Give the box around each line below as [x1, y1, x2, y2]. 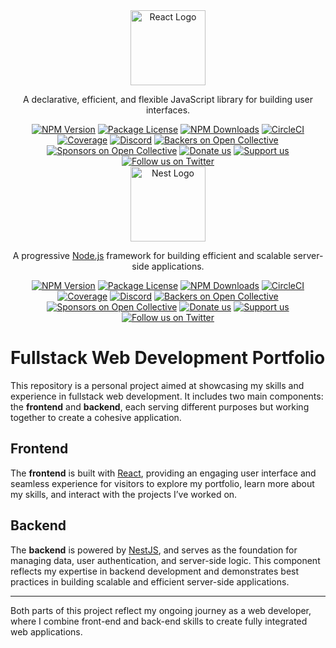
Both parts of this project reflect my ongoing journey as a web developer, [10, 604, 312, 616]
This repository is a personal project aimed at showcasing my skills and [10, 379, 305, 391]
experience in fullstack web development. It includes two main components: [10, 390, 324, 402]
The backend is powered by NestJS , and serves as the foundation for [10, 544, 298, 556]
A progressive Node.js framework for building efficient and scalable [12, 250, 292, 261]
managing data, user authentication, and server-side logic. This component [10, 554, 321, 566]
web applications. [10, 625, 83, 638]
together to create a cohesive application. [10, 411, 182, 423]
